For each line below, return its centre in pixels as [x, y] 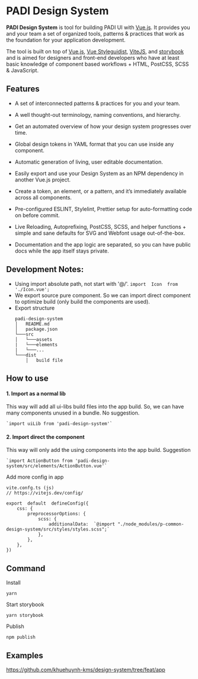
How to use [27, 378]
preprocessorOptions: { [57, 514]
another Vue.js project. [43, 180]
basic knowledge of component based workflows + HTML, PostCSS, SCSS [98, 64]
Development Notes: [45, 270]
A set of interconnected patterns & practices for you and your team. [98, 103]
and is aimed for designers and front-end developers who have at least [93, 58]
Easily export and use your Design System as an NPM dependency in [99, 173]
